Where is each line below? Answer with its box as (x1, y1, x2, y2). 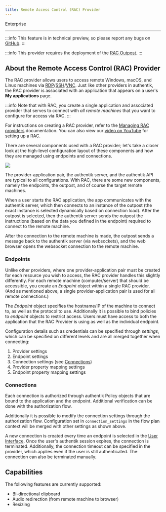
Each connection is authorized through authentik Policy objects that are (5, 393, 151, 399)
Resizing (12, 501, 30, 507)
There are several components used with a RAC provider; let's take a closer (5, 143, 159, 149)
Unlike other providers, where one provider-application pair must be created (5, 267, 161, 273)
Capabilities (5, 468, 43, 476)
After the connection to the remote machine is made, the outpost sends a (5, 233, 154, 239)
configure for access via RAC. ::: (5, 113, 71, 119)
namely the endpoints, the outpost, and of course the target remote (5, 182, 142, 188)
